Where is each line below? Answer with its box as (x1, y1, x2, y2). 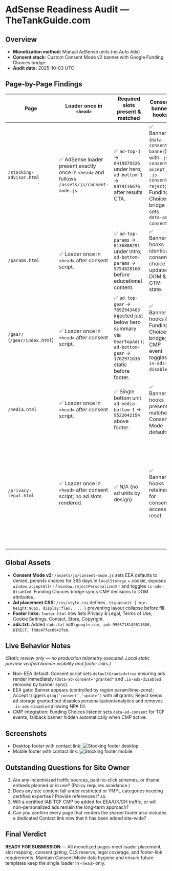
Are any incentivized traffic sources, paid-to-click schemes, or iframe (12, 777, 160, 783)
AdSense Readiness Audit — (5, 4, 130, 15)
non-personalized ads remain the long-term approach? (12, 804, 129, 810)
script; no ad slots (58, 493, 102, 500)
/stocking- (8, 169, 34, 175)
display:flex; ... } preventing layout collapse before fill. (42, 605, 166, 611)
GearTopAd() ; (113, 338, 144, 345)
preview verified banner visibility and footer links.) (5, 661, 112, 667)
